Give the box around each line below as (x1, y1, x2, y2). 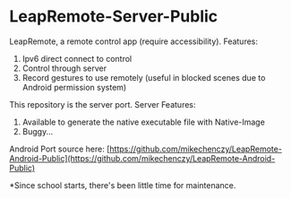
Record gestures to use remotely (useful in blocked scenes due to (21, 72, 266, 82)
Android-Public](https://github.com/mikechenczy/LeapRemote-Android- (9, 152, 276, 163)
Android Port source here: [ (9, 143, 110, 154)
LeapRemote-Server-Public (9, 6, 218, 27)
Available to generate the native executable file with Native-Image (21, 117, 266, 127)
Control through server (21, 63, 107, 74)
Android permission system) (21, 82, 127, 92)
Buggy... (21, 125, 54, 136)
